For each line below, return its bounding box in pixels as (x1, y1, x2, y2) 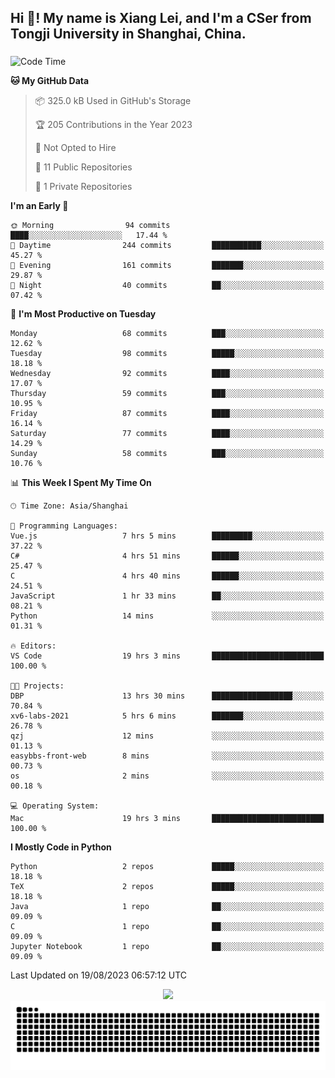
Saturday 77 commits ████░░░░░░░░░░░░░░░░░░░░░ (10, 429, 325, 439)
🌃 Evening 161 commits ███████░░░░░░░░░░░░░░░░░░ (10, 261, 325, 271)
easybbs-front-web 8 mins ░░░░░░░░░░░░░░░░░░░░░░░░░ (10, 751, 325, 761)
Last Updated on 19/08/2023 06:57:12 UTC (10, 969, 188, 981)
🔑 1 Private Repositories (34, 181, 133, 193)
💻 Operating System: (10, 801, 100, 811)
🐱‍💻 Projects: (10, 681, 65, 691)
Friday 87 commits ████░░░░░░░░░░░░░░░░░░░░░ (10, 409, 325, 419)
